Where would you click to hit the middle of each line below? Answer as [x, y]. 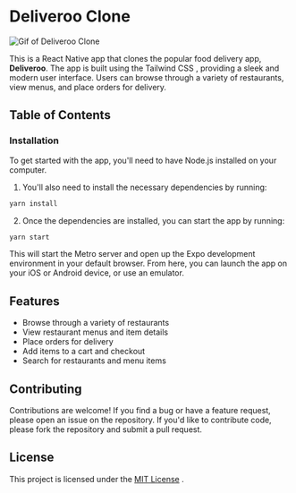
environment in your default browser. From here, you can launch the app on [148, 263]
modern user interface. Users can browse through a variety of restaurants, [147, 77]
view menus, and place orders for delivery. [88, 87]
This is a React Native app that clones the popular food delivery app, [135, 58]
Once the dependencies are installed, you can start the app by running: [153, 220]
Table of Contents [60, 115]
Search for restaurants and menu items [94, 361]
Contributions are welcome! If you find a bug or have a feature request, [140, 410]
